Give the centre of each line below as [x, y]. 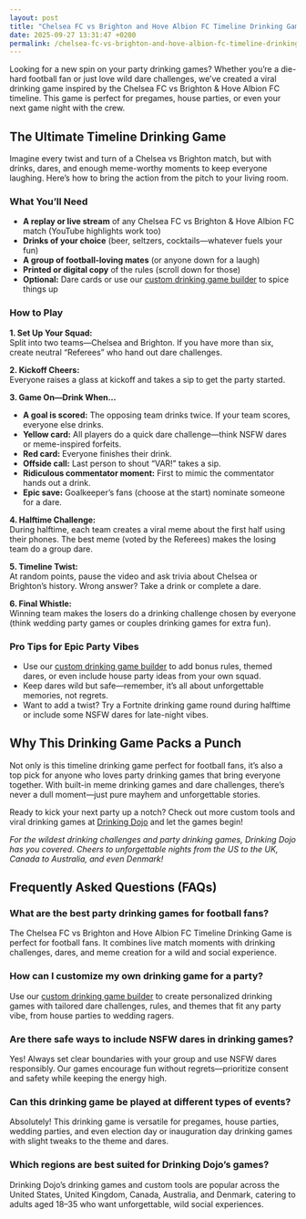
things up [41, 289]
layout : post [34, 18]
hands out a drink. [56, 482]
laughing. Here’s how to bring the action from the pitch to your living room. [149, 178]
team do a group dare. [51, 549]
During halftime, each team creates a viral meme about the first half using [148, 529]
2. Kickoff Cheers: [45, 369]
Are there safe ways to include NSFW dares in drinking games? [152, 1038]
